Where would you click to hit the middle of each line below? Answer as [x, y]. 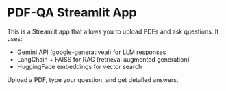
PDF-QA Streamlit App [72, 13]
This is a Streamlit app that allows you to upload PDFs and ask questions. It [113, 31]
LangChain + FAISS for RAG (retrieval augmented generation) [103, 59]
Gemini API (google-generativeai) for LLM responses [91, 52]
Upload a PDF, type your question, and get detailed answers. [93, 79]
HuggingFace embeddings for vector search [79, 66]
